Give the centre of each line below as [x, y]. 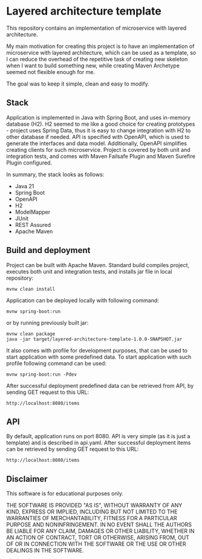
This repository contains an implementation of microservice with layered [96, 28]
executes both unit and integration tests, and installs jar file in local [89, 271]
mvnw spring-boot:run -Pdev [42, 374]
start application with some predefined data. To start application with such [99, 357]
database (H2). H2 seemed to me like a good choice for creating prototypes [101, 124]
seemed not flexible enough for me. [51, 72]
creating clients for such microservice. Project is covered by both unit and [98, 149]
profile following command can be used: [57, 363]
